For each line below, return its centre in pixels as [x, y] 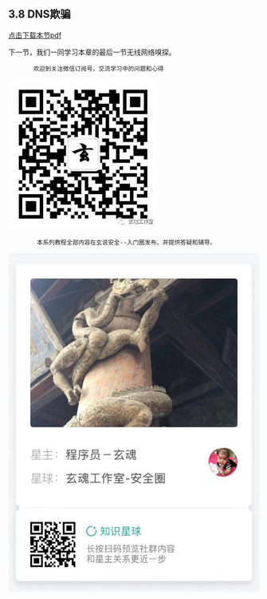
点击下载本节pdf [35, 35]
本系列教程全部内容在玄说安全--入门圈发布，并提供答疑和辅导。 [127, 242]
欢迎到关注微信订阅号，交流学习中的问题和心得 [98, 69]
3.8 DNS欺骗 [40, 14]
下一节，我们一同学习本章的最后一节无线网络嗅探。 [92, 52]
